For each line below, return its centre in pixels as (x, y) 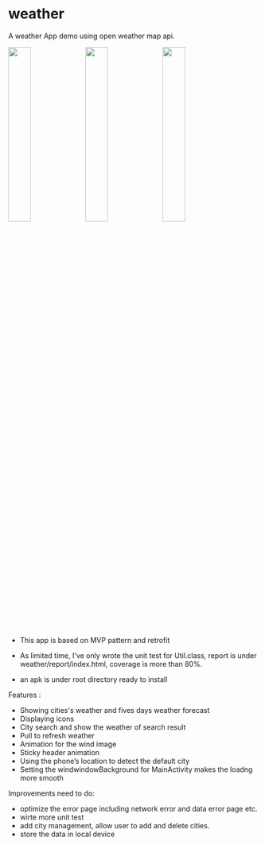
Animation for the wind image (68, 744)
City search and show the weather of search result (103, 727)
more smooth (41, 777)
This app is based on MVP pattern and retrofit (95, 640)
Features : (25, 695)
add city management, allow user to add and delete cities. (115, 825)
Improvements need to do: (51, 793)
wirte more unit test (52, 817)
